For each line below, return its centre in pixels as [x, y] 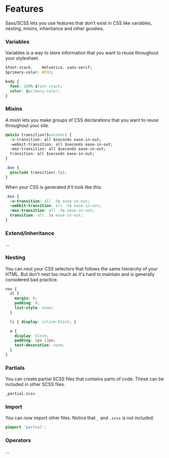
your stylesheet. [22, 58]
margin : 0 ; [26, 298]
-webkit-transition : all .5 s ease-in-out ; [56, 206]
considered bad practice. [32, 279]
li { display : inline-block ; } [43, 322]
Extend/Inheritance [30, 233]
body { [12, 81]
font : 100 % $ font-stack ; [36, 86]
